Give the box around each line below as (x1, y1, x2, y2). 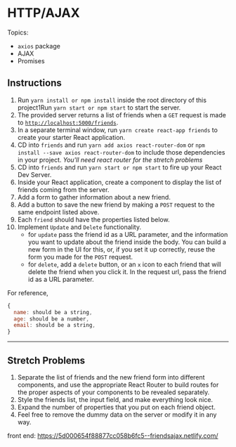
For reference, (7, 288, 49, 297)
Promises (17, 56, 45, 65)
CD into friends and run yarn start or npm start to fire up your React (17, 163, 222, 171)
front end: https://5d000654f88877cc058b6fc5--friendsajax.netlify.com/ (7, 431, 219, 440)
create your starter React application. (17, 133, 126, 141)
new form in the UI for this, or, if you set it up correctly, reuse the (27, 245, 216, 254)
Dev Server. (17, 170, 52, 179)
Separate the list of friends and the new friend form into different (17, 372, 205, 381)
